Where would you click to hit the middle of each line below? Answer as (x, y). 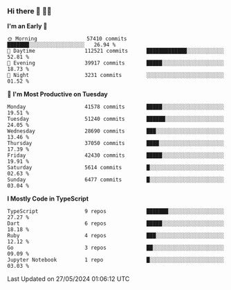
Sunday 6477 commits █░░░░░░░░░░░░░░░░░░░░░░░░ (116, 180)
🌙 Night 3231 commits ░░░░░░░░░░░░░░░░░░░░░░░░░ (116, 76)
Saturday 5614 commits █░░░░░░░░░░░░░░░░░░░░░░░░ (116, 168)
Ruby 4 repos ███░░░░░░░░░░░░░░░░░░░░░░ (116, 236)
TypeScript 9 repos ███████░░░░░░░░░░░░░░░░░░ (116, 212)
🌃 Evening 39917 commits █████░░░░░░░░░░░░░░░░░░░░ (116, 63)
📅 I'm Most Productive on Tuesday (58, 94)
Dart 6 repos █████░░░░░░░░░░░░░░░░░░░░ (116, 224)
